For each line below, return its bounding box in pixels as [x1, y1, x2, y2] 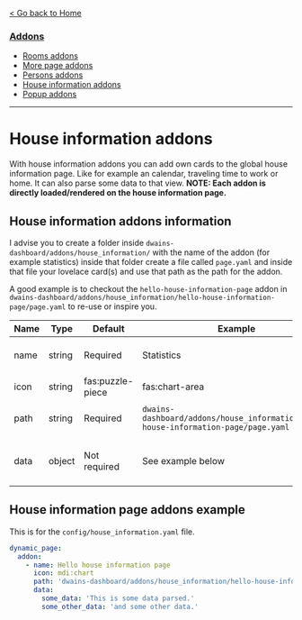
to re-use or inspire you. [67, 301, 157, 312]
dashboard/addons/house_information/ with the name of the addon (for [9, 247, 271, 258]
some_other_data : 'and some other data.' [41, 602, 200, 611]
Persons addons [22, 69, 84, 80]
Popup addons [22, 89, 77, 100]
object [48, 455, 75, 468]
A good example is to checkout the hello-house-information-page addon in [9, 284, 288, 295]
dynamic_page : [9, 543, 63, 552]
